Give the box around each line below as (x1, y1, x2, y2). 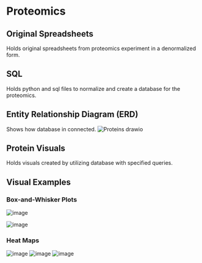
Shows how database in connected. (6, 125, 96, 132)
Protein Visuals (6, 143, 66, 154)
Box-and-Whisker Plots (6, 195, 78, 204)
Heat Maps (6, 236, 40, 245)
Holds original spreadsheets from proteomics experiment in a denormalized (6, 45, 197, 52)
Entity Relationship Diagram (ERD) (6, 109, 139, 120)
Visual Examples (6, 177, 71, 187)
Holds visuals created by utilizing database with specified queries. (6, 159, 173, 167)
